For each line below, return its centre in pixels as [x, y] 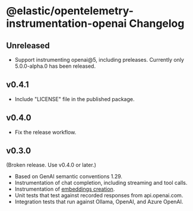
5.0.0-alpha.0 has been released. [55, 66]
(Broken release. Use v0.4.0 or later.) [51, 165]
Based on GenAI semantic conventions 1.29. [69, 177]
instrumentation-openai [67, 23]
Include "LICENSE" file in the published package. [75, 99]
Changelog [157, 23]
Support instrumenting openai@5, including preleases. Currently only [99, 60]
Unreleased [28, 45]
